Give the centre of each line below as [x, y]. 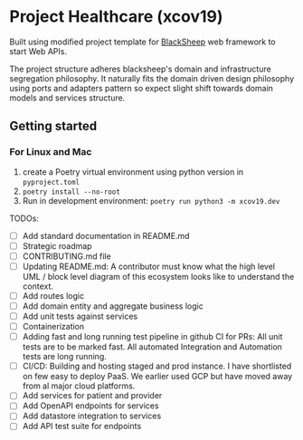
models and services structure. [67, 98]
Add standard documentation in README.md [106, 235]
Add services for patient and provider [92, 396]
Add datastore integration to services [92, 416]
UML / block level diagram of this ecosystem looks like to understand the [158, 276]
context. [38, 286]
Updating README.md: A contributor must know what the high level [149, 266]
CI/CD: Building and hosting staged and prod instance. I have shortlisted [157, 366]
